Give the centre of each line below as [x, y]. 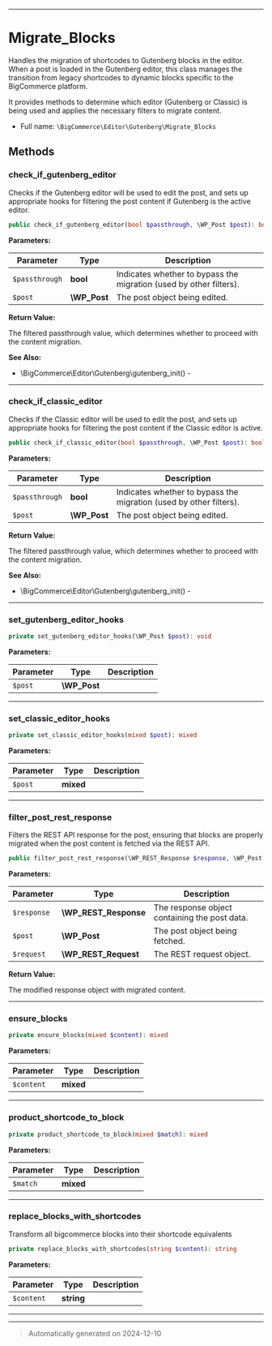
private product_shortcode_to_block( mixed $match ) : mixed [108, 1134]
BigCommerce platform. [48, 86]
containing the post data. [201, 918]
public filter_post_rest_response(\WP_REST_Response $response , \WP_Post [136, 859]
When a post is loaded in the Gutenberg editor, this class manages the [125, 69]
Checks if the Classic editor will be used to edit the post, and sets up [123, 419]
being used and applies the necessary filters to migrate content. [115, 110]
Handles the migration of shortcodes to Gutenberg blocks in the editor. [126, 60]
